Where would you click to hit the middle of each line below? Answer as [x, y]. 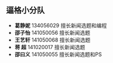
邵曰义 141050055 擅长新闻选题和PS [58, 54]
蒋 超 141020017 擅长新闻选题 [50, 47]
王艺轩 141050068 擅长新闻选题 [52, 40]
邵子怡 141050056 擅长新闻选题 [52, 32]
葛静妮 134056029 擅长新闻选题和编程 [61, 25]
